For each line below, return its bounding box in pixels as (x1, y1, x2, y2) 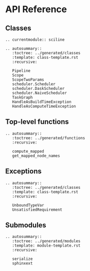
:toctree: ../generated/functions (12, 135, 85, 141)
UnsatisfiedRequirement (12, 207, 63, 212)
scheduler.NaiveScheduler (12, 90, 67, 95)
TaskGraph (12, 95, 33, 100)
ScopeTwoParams (12, 77, 44, 82)
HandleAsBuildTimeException (12, 99, 72, 105)
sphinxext (12, 261, 33, 266)
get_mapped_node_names (12, 153, 60, 158)
